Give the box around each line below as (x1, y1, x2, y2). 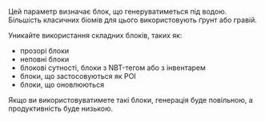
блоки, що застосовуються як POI (19, 72, 136, 80)
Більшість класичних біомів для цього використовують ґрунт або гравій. (8, 15, 258, 25)
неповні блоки (19, 55, 70, 64)
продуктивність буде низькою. (8, 103, 114, 113)
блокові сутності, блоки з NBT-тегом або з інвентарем (19, 63, 207, 72)
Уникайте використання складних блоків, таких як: (8, 31, 183, 40)
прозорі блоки (19, 46, 70, 55)
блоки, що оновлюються (19, 80, 105, 89)
